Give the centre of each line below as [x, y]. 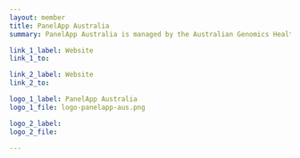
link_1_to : [29, 59]
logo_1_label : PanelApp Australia [74, 99]
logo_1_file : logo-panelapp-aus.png [77, 107]
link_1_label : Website [51, 50]
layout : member [37, 17]
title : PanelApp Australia [59, 26]
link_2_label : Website [51, 75]
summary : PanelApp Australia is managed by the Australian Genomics [139, 34]
